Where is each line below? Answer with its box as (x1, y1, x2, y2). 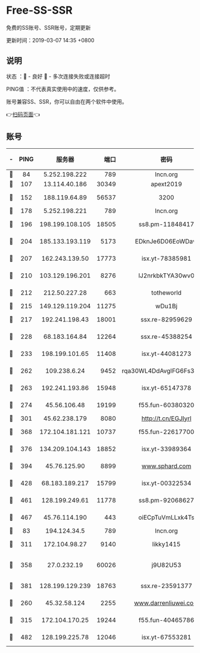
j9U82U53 (151, 561, 182, 569)
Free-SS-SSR (6, 4, 73, 17)
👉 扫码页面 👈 (6, 111, 40, 118)
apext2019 (151, 180, 183, 188)
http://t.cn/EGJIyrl (141, 414, 192, 423)
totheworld (151, 288, 182, 296)
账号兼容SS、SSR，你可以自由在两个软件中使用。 (6, 98, 127, 105)
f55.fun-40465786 (138, 615, 195, 624)
